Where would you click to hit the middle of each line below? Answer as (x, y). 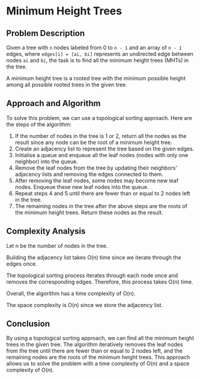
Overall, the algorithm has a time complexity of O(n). (71, 293)
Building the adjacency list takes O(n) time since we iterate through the (94, 257)
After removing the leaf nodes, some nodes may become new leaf (97, 181)
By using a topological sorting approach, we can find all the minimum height (100, 338)
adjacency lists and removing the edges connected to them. (89, 174)
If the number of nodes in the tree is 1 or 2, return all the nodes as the (101, 136)
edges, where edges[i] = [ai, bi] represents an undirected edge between (100, 54)
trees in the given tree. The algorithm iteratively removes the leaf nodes (95, 345)
